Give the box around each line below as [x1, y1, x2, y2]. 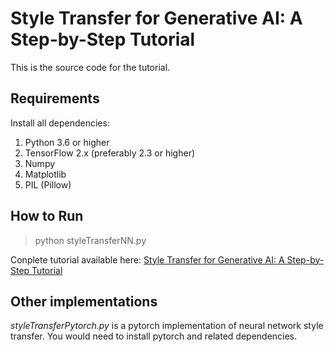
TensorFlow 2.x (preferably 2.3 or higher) [24, 147, 196, 159]
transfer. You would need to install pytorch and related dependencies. [10, 330, 298, 342]
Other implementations [10, 293, 158, 310]
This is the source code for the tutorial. [10, 61, 171, 73]
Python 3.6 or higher [24, 136, 110, 148]
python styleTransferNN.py [34, 234, 147, 246]
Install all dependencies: [10, 117, 110, 129]
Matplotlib [24, 168, 67, 180]
